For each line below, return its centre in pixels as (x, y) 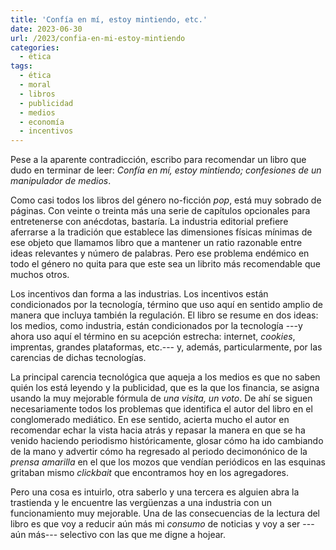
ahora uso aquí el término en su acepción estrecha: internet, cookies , (153, 337)
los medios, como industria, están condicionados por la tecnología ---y (156, 326)
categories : (35, 47)
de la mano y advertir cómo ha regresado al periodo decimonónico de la (159, 452)
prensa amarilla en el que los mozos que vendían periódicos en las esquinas (168, 462)
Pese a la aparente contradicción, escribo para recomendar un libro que (158, 160)
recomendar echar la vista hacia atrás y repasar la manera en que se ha (158, 430)
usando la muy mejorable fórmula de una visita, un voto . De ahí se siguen (161, 398)
